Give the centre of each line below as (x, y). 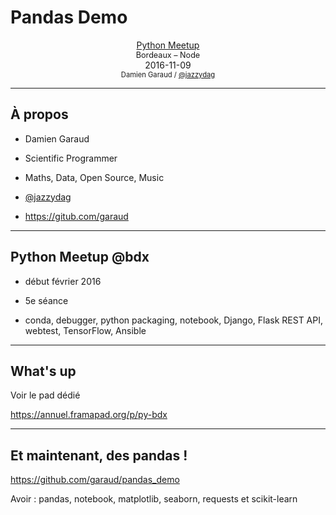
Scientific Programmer (71, 158)
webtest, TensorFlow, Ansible (85, 330)
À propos (39, 114)
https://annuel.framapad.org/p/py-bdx (89, 415)
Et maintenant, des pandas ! (99, 455)
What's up (43, 371)
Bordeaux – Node (168, 54)
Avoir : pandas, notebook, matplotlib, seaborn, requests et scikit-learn (154, 499)
